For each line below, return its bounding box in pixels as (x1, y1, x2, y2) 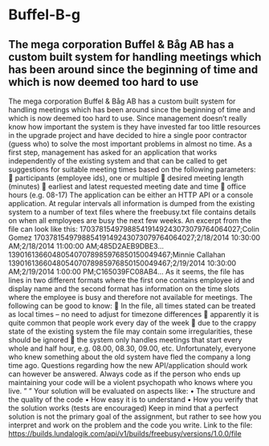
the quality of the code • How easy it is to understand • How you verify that (8, 395, 259, 404)
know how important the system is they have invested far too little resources (8, 122, 261, 132)
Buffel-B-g (8, 6, 81, 24)
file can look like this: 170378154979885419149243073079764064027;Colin (8, 225, 259, 233)
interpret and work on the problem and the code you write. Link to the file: (8, 420, 253, 430)
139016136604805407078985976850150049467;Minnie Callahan (8, 250, 226, 259)
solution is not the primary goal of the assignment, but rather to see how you (8, 412, 262, 421)
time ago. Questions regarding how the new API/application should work (8, 361, 248, 370)
